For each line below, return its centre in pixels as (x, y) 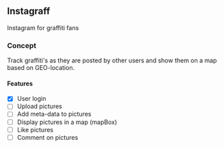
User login (31, 99)
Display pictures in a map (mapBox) (67, 122)
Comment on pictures (47, 137)
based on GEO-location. (41, 68)
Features (20, 83)
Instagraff (29, 11)
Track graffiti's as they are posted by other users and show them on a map (112, 60)
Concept (22, 45)
